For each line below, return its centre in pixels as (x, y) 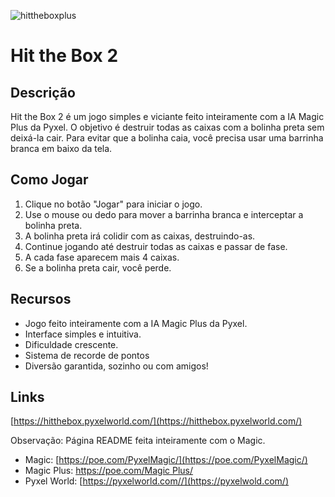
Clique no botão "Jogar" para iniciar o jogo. (113, 204)
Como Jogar (49, 180)
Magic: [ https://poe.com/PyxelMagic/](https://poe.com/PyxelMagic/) (166, 460)
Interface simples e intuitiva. (83, 334)
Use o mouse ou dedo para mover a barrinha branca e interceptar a (164, 214)
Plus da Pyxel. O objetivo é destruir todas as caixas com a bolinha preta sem (167, 127)
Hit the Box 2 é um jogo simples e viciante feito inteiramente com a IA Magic (167, 116)
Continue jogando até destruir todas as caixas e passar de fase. (156, 246)
